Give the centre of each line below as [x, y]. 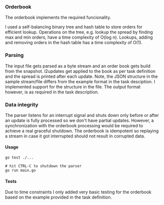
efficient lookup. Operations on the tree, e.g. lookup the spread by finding [79, 32]
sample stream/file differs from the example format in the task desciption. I [80, 81]
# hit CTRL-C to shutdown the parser [43, 166]
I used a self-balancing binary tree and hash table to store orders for [74, 27]
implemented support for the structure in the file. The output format [73, 87]
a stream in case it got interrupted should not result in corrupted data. [75, 136]
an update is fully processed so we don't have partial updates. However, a [80, 120]
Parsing [14, 55]
